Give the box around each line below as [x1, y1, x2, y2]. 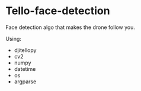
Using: [5, 35, 22, 42]
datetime [14, 65, 36, 72]
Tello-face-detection [5, 4, 110, 18]
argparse [14, 78, 37, 85]
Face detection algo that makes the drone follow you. [5, 24, 136, 31]
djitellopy [14, 46, 37, 54]
